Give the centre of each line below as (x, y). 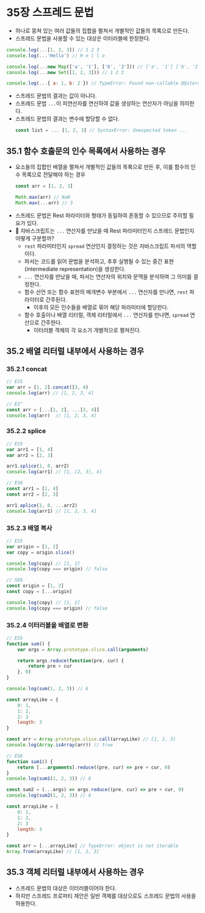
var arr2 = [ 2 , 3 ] (30, 455)
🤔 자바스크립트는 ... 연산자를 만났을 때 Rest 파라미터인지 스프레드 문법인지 (105, 231)
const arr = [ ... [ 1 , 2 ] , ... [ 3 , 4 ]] (53, 410)
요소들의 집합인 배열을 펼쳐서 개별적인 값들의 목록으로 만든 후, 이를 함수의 (102, 167)
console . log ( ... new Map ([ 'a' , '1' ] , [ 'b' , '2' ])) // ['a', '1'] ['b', (98, 67)
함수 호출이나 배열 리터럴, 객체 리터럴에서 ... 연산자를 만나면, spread (106, 315)
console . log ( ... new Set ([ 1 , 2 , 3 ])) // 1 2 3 (65, 72)
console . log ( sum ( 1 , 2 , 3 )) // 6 (47, 689)
